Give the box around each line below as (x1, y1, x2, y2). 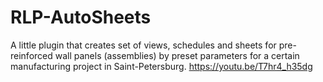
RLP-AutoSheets (10, 6, 152, 29)
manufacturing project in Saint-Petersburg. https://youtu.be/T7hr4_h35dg (10, 60, 313, 72)
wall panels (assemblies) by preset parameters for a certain (54, 49, 300, 61)
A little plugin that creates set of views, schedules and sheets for (10, 39, 277, 51)
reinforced (10, 49, 53, 61)
